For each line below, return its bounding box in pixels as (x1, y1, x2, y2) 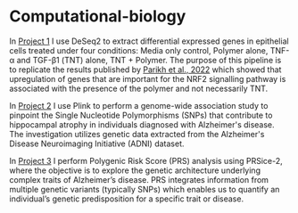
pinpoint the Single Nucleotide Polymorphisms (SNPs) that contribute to (9, 110, 273, 120)
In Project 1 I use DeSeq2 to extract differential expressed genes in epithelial (9, 36, 289, 46)
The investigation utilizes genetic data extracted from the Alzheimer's (9, 128, 265, 139)
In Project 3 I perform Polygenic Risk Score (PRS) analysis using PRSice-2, (9, 155, 283, 166)
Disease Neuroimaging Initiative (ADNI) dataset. (9, 138, 185, 149)
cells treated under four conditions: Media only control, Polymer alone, (9, 45, 269, 55)
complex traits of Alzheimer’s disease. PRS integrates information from (9, 174, 269, 184)
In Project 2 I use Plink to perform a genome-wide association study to (9, 100, 269, 111)
